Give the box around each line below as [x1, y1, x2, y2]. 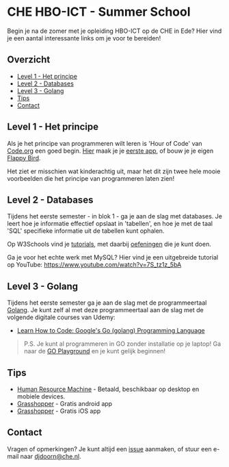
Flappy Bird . [7, 153, 41, 162]
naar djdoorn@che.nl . [20, 452, 81, 460]
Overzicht [7, 54, 51, 66]
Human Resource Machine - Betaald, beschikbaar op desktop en [16, 385, 200, 393]
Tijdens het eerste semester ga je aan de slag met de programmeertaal [7, 299, 207, 307]
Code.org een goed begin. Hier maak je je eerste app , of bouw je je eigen [7, 147, 214, 155]
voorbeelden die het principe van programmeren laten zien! [7, 174, 175, 182]
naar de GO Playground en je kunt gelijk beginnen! [23, 347, 166, 355]
